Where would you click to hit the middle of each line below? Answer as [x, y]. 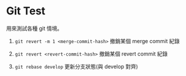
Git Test [26, 11]
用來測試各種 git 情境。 [34, 28]
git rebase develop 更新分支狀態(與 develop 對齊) [76, 66]
